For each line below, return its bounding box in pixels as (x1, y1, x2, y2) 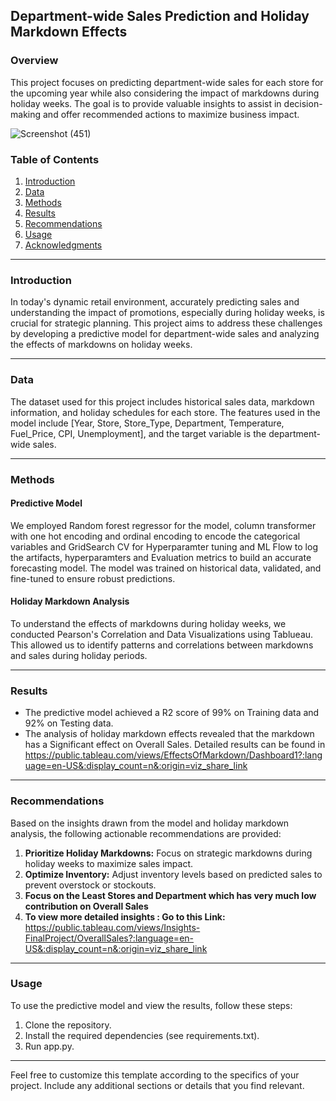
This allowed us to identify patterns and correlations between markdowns (10, 639, 314, 651)
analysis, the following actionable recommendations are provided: (10, 827, 282, 839)
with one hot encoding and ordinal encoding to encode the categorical (10, 530, 301, 542)
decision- (283, 97, 323, 109)
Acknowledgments (24, 239, 103, 251)
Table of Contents (10, 152, 100, 166)
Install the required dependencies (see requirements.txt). (24, 1029, 260, 1041)
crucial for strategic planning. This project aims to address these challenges (10, 317, 323, 329)
